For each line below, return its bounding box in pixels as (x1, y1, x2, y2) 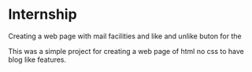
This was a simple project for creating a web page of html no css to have (8, 46, 244, 56)
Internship (8, 5, 77, 23)
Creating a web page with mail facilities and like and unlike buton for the (8, 31, 242, 41)
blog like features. (8, 55, 67, 64)
